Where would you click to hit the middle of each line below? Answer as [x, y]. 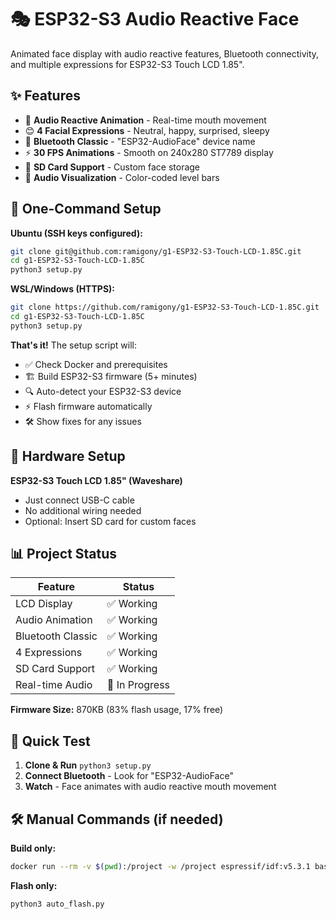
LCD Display [44, 604]
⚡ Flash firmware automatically [88, 406]
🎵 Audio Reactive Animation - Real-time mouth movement [145, 120]
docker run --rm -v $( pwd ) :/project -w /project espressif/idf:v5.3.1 [160, 867]
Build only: [33, 848]
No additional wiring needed [83, 510]
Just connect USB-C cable [79, 500]
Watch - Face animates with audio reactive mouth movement [150, 787]
